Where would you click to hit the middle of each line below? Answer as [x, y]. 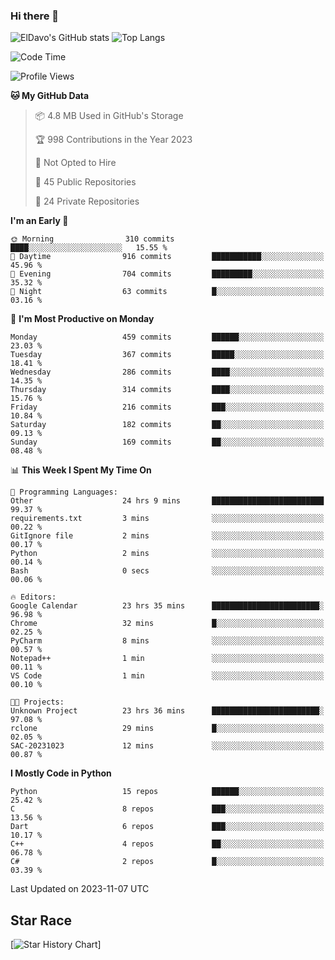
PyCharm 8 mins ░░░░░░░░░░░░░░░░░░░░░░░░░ [167, 641]
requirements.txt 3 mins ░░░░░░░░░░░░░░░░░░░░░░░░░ [167, 519]
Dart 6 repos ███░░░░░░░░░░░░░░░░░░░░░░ [167, 827]
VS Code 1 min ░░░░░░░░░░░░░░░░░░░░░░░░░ [167, 676]
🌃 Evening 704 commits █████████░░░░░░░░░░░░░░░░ [167, 274]
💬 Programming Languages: [64, 492]
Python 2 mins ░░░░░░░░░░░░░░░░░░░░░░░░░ [167, 554]
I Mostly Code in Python [61, 773]
